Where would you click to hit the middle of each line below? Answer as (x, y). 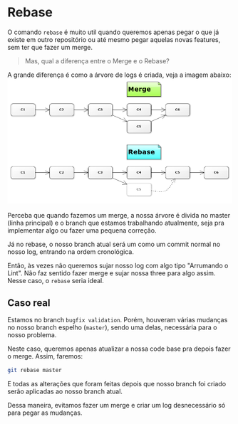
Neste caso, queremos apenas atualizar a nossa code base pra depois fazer (119, 349)
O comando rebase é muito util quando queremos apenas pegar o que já (113, 32)
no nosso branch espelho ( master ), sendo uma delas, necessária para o (112, 327)
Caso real (29, 303)
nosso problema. (32, 335)
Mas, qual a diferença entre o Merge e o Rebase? (97, 60)
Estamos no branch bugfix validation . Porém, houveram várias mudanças (118, 320)
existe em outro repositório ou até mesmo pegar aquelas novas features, (114, 39)
